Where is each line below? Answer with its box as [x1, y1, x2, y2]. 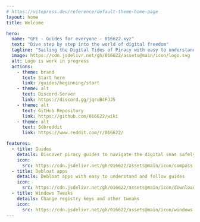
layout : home [6, 14, 39, 20]
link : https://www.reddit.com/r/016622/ [21, 130, 124, 136]
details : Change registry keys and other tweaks [17, 195, 140, 202]
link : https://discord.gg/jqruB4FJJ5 [21, 97, 116, 103]
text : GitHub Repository [21, 107, 84, 113]
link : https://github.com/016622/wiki [21, 113, 118, 119]
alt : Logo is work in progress [11, 58, 89, 64]
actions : [11, 64, 33, 69]
